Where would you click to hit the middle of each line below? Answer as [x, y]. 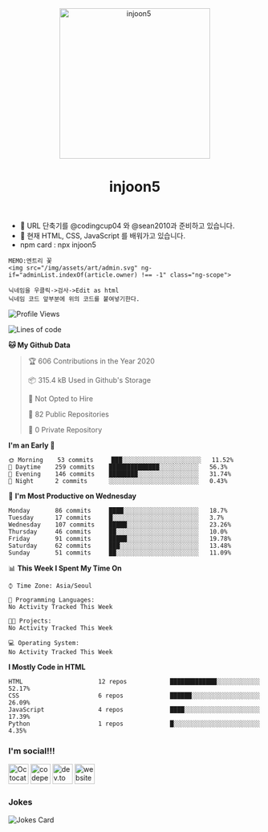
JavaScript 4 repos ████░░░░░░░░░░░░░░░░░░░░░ [134, 709]
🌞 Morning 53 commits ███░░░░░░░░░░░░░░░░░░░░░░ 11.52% [121, 460]
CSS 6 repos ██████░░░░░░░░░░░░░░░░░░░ [134, 696]
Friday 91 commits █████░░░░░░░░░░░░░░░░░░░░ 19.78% [120, 538]
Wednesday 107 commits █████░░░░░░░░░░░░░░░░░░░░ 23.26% [120, 525]
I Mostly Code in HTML [47, 667]
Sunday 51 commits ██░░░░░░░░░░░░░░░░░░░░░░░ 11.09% [120, 553]
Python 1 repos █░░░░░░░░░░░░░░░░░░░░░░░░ [134, 724]
